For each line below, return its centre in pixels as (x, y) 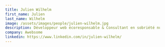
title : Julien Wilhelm (28, 10)
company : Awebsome (24, 32)
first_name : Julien (25, 14)
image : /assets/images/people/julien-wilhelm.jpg (57, 23)
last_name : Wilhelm (25, 19)
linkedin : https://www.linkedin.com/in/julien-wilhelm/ (63, 37)
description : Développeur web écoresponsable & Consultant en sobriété (80, 28)
